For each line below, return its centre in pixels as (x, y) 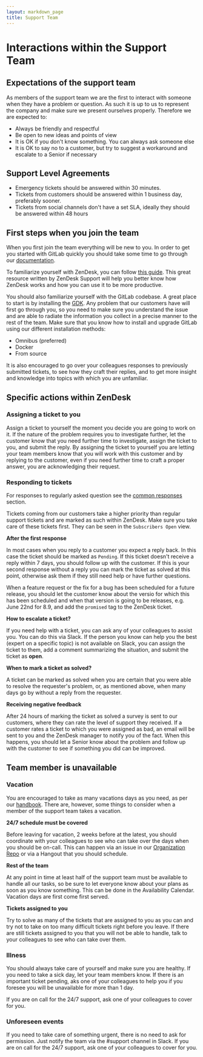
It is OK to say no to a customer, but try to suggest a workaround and (101, 148)
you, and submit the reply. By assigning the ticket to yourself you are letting (101, 447)
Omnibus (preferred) (41, 341)
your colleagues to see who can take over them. (66, 939)
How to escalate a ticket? (38, 619)
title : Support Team (32, 18)
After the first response (36, 538)
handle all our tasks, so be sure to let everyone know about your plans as (98, 883)
